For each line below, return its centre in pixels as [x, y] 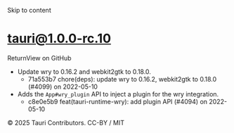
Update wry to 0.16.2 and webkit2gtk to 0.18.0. [84, 71]
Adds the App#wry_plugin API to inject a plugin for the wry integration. [118, 94]
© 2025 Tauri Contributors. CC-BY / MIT [66, 122]
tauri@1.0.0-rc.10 [59, 39]
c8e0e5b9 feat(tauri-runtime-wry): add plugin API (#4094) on [118, 101]
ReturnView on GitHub [39, 58]
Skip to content [29, 10]
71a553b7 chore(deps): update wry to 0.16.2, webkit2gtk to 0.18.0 [122, 79]
